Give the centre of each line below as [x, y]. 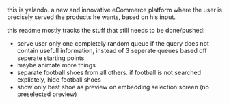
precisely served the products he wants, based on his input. [91, 17]
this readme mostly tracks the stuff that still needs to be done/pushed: [106, 30]
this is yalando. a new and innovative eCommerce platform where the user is [115, 10]
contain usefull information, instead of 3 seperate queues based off [112, 51]
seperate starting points [51, 58]
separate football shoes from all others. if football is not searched [109, 72]
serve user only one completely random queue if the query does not [113, 43]
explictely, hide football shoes [59, 80]
